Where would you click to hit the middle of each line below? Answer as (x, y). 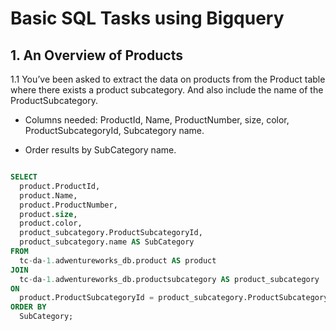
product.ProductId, (60, 186)
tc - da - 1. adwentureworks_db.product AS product (118, 260)
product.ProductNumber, (68, 205)
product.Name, (48, 195)
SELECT (24, 177)
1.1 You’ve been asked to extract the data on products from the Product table (168, 79)
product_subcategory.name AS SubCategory (107, 242)
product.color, (51, 223)
